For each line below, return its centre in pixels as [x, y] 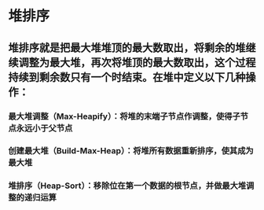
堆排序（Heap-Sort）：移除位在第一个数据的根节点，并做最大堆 [127, 186]
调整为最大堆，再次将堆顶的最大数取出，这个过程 [137, 63]
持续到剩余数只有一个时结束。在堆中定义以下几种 [127, 77]
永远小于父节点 [44, 128]
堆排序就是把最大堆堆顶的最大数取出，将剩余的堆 [127, 48]
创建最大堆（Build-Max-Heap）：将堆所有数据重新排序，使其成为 [131, 151]
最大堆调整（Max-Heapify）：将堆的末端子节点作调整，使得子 [125, 116]
